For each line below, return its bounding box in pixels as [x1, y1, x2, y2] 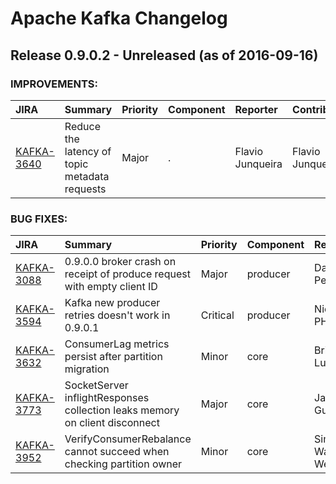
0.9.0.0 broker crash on [64, 255, 177, 269]
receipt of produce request [64, 267, 191, 281]
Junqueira [234, 157, 283, 171]
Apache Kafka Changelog [10, 7, 228, 30]
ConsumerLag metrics [64, 337, 170, 351]
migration [64, 362, 110, 376]
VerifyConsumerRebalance [64, 432, 192, 446]
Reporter [234, 102, 278, 116]
